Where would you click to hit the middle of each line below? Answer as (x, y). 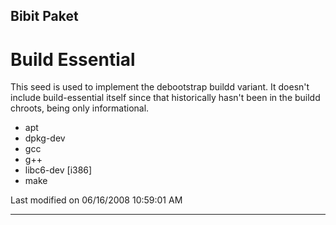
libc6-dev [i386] (58, 170)
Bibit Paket (44, 16)
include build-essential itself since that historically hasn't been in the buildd (165, 98)
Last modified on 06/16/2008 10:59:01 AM (96, 200)
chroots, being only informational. (80, 108)
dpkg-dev (45, 138)
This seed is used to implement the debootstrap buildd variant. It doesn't (160, 87)
